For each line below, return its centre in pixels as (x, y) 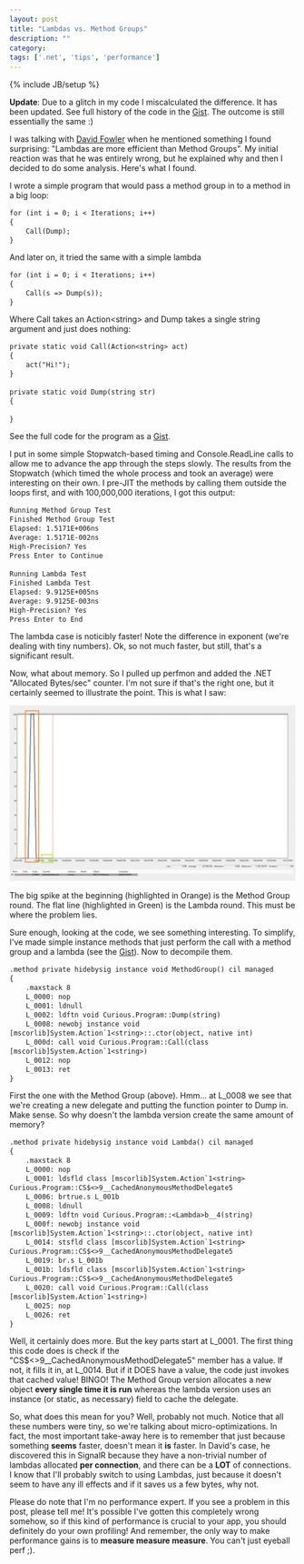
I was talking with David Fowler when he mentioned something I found (141, 139)
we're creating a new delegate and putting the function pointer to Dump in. (149, 1106)
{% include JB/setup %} (54, 85)
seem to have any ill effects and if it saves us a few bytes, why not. (134, 1484)
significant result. (42, 656)
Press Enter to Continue (56, 556)
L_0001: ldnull (54, 1006)
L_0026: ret (48, 1315)
